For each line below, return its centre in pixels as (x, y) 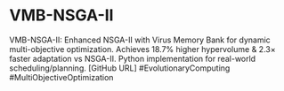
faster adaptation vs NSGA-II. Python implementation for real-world (133, 58)
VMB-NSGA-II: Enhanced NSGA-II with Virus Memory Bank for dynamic (140, 40)
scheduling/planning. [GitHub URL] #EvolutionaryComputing (120, 68)
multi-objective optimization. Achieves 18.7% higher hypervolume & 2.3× (142, 49)
